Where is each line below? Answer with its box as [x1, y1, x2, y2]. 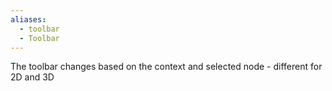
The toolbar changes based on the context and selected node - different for [10, 61, 323, 73]
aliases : [10, 14, 47, 25]
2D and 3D [10, 71, 55, 83]
